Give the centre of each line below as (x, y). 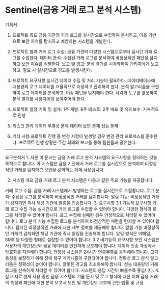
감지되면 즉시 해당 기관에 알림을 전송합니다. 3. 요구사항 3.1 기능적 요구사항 (81, 203)
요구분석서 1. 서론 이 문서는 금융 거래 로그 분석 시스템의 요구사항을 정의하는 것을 (81, 157)
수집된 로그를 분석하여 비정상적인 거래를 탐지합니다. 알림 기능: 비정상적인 (81, 196)
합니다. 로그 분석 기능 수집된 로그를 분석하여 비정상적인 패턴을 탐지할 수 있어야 (80, 221)
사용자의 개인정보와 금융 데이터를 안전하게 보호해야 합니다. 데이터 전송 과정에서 (81, 245)
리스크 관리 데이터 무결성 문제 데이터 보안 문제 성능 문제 (65, 126)
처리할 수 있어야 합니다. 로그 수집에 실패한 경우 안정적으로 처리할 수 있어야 (85, 215)
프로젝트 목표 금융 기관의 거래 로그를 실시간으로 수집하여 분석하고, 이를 (80, 35)
